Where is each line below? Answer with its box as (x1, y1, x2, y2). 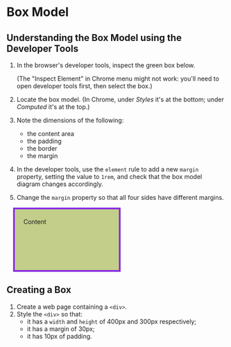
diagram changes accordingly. (16, 180, 103, 188)
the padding (26, 137, 62, 145)
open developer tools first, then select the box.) (16, 82, 153, 90)
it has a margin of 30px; (26, 324, 95, 333)
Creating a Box (6, 284, 71, 296)
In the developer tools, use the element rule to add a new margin (16, 165, 199, 173)
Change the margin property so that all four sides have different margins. (16, 194, 224, 201)
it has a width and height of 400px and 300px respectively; (26, 317, 197, 325)
